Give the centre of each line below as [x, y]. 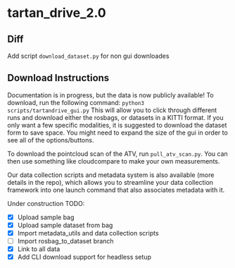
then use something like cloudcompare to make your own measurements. [114, 161]
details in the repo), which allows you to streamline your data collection [110, 182]
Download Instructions [58, 78]
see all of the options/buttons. [51, 140]
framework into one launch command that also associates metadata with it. [116, 190]
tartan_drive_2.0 [57, 13]
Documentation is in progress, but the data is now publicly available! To [110, 95]
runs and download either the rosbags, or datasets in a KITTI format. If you [115, 117]
